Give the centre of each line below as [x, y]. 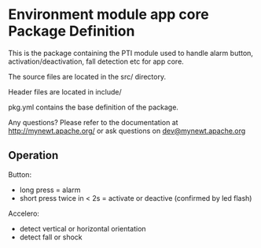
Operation [33, 155]
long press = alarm [50, 190]
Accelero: [24, 213]
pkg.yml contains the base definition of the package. [94, 107]
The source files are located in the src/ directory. [87, 76]
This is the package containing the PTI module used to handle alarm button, [131, 53]
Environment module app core [109, 15]
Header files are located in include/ [65, 91]
